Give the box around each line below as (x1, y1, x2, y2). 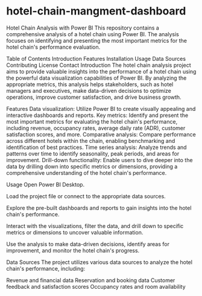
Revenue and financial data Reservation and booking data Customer (6, 276, 175, 284)
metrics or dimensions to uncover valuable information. (6, 228, 144, 236)
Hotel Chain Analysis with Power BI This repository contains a (6, 24, 160, 31)
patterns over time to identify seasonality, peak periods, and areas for (6, 150, 180, 157)
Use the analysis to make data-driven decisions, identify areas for (6, 240, 170, 248)
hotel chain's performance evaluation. (6, 43, 101, 51)
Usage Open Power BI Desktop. (6, 181, 85, 188)
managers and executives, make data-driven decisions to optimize (6, 87, 172, 94)
